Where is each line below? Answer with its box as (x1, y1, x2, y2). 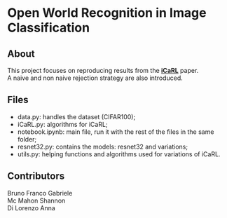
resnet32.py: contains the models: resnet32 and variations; (17, 142, 188, 151)
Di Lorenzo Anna (7, 203, 56, 212)
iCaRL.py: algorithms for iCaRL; (17, 120, 108, 128)
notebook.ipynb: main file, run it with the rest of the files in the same (17, 128, 214, 136)
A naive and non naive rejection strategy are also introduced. (7, 74, 184, 82)
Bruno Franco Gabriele (7, 189, 73, 197)
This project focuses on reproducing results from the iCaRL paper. (7, 67, 199, 74)
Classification (7, 20, 90, 36)
